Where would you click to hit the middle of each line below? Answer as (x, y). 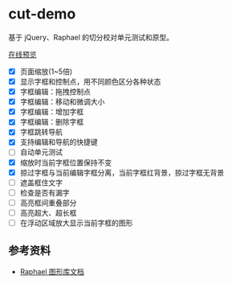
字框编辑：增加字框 (52, 112)
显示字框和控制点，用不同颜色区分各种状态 (90, 82)
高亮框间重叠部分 (48, 203)
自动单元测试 (41, 152)
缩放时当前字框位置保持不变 (66, 163)
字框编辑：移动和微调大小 (62, 102)
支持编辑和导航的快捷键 (59, 142)
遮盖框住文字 (41, 183)
